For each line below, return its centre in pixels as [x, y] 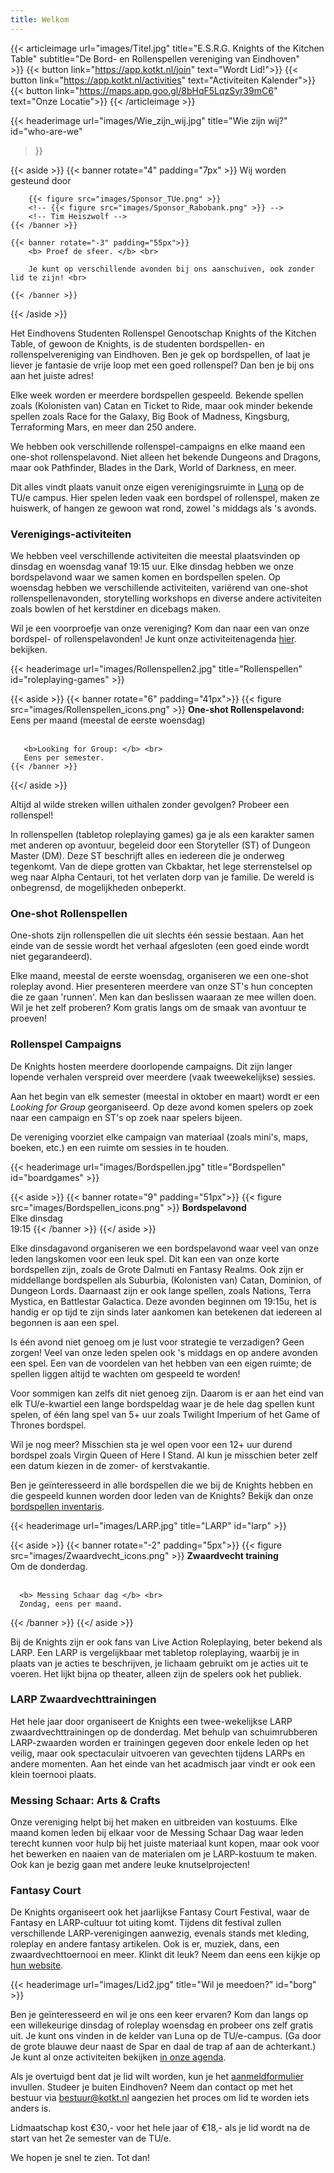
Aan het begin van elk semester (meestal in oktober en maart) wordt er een [165, 1096]
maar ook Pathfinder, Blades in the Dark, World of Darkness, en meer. [153, 467]
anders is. [31, 2108]
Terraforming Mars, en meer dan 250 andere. [103, 427]
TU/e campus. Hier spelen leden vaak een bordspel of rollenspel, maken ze [165, 497]
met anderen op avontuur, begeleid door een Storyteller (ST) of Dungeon [160, 845]
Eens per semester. [64, 757]
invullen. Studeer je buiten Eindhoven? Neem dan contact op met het [151, 2087]
